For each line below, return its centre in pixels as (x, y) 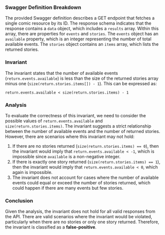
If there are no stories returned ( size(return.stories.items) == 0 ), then (85, 146)
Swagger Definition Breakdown (43, 7)
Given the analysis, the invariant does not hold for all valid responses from (80, 211)
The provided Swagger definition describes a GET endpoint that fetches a (80, 18)
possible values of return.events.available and (54, 121)
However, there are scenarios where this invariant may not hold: (70, 136)
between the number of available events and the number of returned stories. (83, 131)
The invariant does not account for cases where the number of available (85, 177)
